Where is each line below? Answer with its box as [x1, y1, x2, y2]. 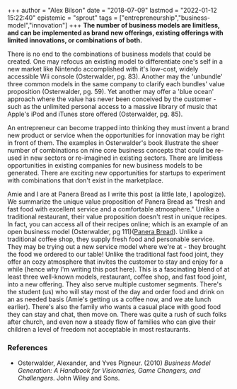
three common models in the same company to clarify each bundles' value [7, 80, 225, 88]
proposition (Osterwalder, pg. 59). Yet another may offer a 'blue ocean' [7, 88, 214, 95]
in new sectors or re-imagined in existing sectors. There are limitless [23, 153, 223, 162]
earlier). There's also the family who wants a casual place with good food [7, 303, 221, 310]
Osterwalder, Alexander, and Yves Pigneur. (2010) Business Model [17, 359, 211, 367]
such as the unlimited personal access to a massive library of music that [7, 103, 218, 110]
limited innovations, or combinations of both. [7, 36, 143, 45]
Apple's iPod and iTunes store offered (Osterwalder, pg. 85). [7, 110, 183, 118]
